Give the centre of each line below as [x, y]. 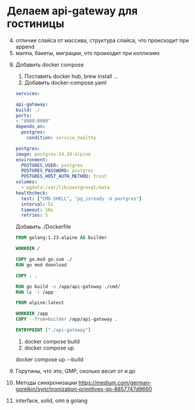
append [25, 47]
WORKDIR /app [32, 314]
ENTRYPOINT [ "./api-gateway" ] [53, 330]
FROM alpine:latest [40, 303]
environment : [32, 160]
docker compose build [52, 341]
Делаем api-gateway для [72, 11]
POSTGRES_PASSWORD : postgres [57, 171]
